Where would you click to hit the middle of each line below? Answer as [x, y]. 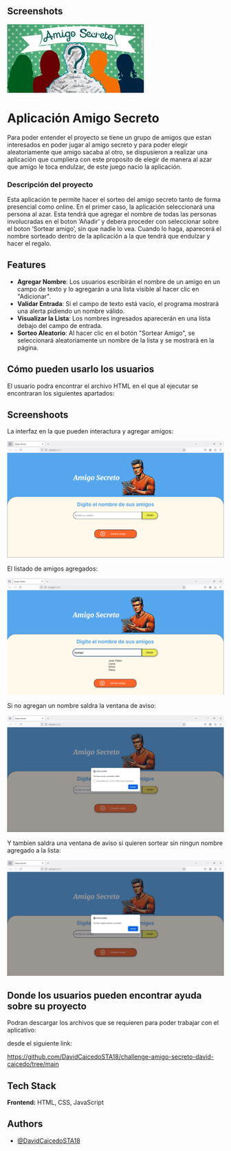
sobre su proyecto [47, 1006]
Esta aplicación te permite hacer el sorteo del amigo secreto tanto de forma [114, 200]
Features [26, 265]
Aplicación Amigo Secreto [83, 118]
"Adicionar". [34, 296]
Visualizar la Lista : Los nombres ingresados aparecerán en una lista [114, 318]
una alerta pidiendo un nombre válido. [71, 311]
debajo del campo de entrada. [60, 325]
